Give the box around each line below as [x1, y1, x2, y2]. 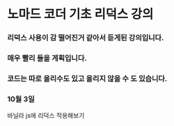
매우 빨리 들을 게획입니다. [7, 54, 87, 63]
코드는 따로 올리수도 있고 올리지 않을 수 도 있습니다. [7, 74, 168, 84]
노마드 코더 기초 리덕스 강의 [7, 6, 154, 22]
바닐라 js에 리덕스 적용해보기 [7, 111, 85, 120]
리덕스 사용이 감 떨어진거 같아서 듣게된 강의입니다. [7, 33, 164, 42]
